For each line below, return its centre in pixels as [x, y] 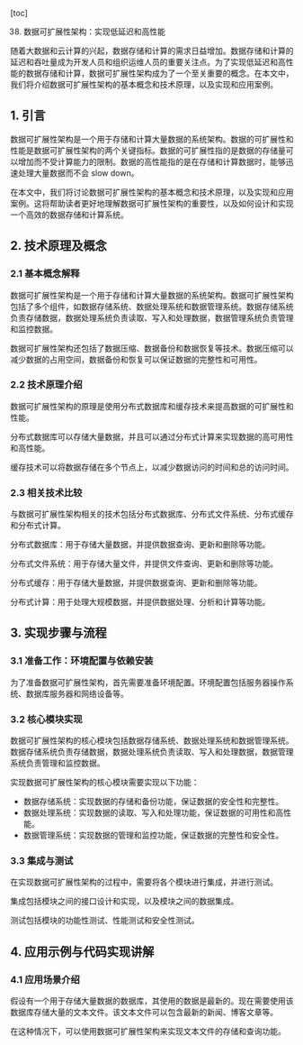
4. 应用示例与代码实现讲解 [82, 952]
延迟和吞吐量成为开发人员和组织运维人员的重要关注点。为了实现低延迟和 [144, 62]
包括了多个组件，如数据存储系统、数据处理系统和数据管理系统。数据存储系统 [152, 307]
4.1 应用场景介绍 [45, 979]
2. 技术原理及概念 [58, 246]
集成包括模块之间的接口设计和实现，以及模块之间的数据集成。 [125, 902]
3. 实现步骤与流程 [58, 633]
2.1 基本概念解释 [45, 274]
